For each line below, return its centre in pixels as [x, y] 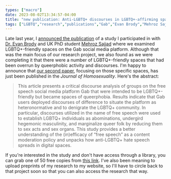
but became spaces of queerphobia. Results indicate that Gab [100, 97]
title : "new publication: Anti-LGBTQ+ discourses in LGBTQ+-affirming [82, 19]
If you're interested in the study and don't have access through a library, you [85, 155]
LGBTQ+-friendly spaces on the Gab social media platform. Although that [82, 49]
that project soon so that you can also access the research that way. [77, 171]
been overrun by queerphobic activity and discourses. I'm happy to [76, 65]
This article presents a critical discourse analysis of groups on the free [92, 86]
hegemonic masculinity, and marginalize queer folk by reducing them [90, 124]
